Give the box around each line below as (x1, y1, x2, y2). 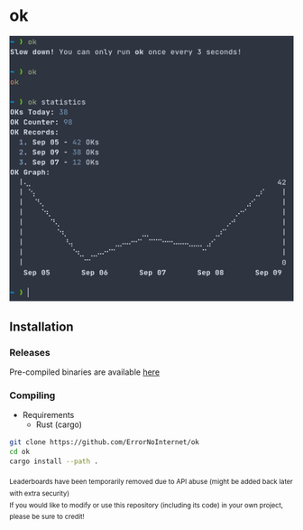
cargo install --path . (9, 457, 99, 466)
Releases (9, 346, 51, 358)
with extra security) (9, 488, 70, 497)
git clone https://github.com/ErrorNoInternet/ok (9, 438, 200, 447)
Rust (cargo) (35, 419, 83, 430)
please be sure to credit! (9, 512, 85, 522)
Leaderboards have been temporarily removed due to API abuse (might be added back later (9, 477, 293, 486)
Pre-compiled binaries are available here (9, 367, 161, 377)
